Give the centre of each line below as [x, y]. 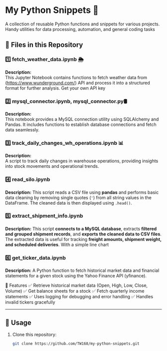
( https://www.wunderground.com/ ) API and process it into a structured [78, 83]
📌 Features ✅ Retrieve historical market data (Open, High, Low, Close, [77, 285]
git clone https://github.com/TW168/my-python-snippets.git [76, 344]
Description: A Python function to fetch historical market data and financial [82, 270]
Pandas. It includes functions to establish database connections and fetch [81, 124]
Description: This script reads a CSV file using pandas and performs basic [82, 192]
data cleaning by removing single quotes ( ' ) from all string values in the [78, 197]
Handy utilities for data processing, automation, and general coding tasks [80, 29]
